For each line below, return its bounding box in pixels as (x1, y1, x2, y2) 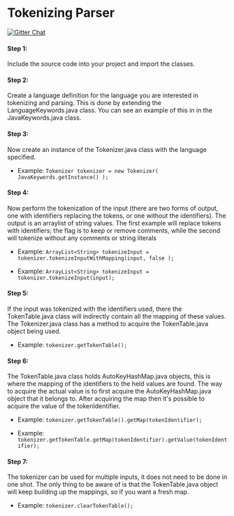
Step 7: (7, 457, 28, 466)
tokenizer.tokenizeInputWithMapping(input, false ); (17, 254, 175, 262)
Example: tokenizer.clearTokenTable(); (17, 501, 134, 510)
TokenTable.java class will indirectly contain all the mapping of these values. (7, 312, 226, 320)
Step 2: (7, 76, 29, 84)
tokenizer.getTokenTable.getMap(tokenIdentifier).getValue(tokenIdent (17, 436, 228, 444)
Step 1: (7, 44, 28, 53)
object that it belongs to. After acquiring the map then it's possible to (7, 394, 205, 403)
